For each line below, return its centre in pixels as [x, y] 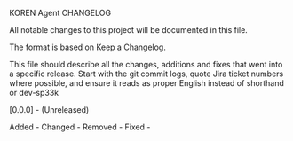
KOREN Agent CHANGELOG [60, 13]
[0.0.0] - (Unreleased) [49, 110]
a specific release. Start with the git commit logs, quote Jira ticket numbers [146, 74]
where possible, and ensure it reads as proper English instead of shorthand [146, 83]
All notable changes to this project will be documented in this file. [129, 30]
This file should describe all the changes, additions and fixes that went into [146, 64]
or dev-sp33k [34, 93]
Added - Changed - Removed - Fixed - [80, 127]
